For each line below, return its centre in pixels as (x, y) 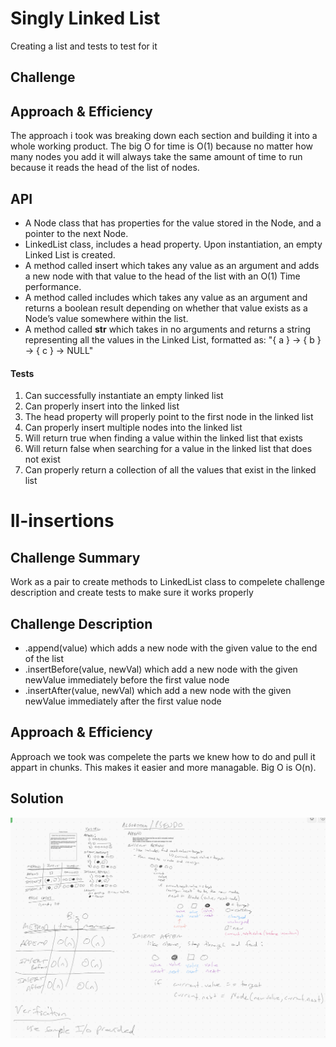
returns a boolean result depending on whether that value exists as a (166, 308)
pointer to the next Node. (76, 233)
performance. (53, 286)
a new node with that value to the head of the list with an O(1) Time (162, 276)
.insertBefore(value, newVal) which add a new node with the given (161, 669)
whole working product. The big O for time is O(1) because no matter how (161, 146)
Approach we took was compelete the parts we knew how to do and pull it (163, 756)
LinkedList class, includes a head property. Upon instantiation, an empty (173, 244)
